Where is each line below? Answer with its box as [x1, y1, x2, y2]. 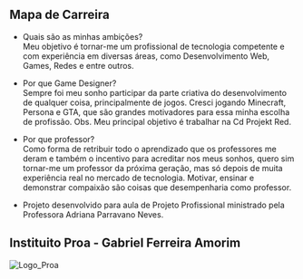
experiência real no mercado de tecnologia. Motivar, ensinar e [22, 172, 255, 183]
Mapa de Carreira [9, 7, 111, 23]
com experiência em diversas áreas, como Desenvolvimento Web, [22, 50, 270, 62]
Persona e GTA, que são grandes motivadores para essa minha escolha [22, 106, 290, 117]
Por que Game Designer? [22, 77, 117, 89]
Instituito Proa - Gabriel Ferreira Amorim [9, 236, 241, 251]
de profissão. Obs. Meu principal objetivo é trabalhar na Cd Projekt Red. [22, 116, 292, 127]
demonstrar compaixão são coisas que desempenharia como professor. [22, 181, 292, 193]
